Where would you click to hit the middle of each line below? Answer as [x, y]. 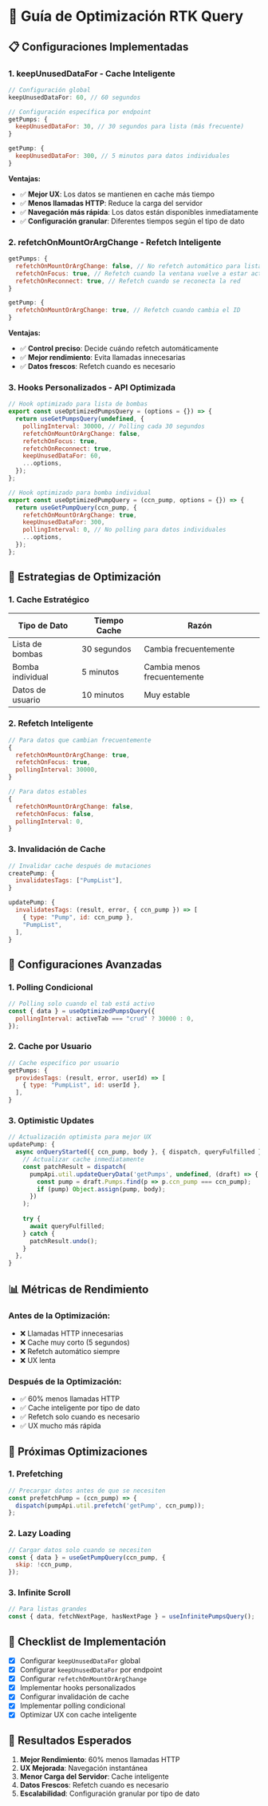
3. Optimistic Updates [51, 1121]
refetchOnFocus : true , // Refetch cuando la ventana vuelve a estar [132, 273]
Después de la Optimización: [65, 1381]
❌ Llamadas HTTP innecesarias [71, 1333]
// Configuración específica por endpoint [80, 112]
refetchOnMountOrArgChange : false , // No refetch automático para [128, 266]
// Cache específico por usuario [64, 1063]
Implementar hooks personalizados [78, 1688]
